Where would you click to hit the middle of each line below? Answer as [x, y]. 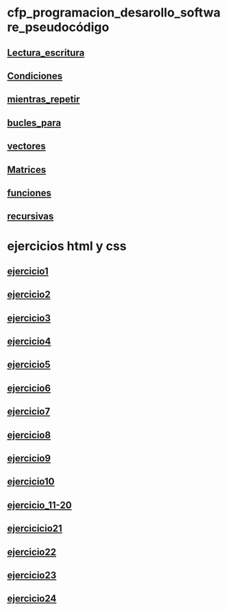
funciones [29, 193]
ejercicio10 [31, 482]
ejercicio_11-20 [39, 505]
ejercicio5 [29, 365]
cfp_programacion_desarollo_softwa [114, 13]
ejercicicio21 [35, 529]
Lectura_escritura [46, 53]
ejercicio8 [29, 435]
